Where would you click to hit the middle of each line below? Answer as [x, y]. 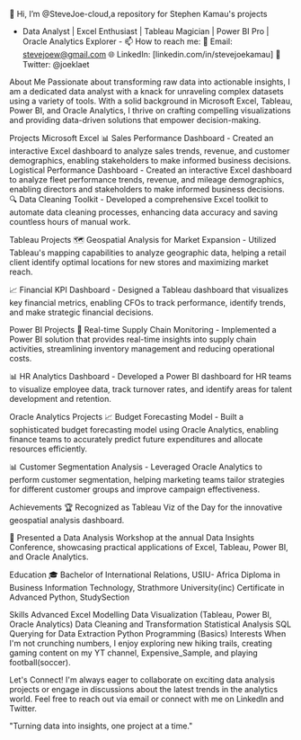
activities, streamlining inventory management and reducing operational [142, 349]
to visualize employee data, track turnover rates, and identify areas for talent [151, 389]
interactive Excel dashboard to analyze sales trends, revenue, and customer [150, 151]
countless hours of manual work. [70, 222]
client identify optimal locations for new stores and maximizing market [139, 262]
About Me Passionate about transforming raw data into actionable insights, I [150, 82]
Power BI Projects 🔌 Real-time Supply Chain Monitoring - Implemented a [143, 330]
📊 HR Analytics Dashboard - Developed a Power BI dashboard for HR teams [150, 376]
